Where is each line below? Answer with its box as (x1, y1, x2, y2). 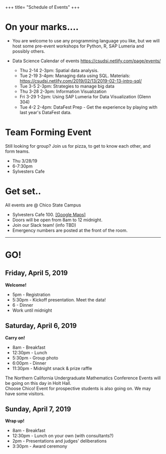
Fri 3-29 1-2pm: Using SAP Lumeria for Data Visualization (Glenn (19, 93, 151, 99)
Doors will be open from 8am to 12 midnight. (12, 217, 103, 223)
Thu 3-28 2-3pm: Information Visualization (19, 88, 107, 94)
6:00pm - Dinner (12, 360, 46, 366)
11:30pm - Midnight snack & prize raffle (12, 365, 92, 371)
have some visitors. (5, 390, 45, 397)
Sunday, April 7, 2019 (5, 405, 72, 413)
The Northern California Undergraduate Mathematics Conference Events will (5, 375, 161, 381)
